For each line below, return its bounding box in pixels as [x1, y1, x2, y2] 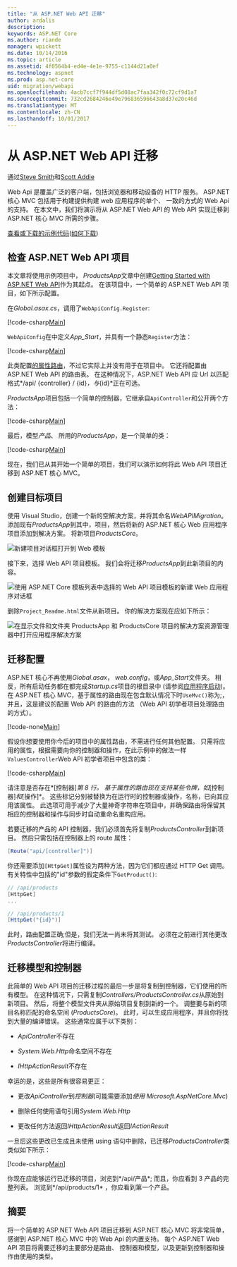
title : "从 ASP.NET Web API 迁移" [7, 10, 106, 18]
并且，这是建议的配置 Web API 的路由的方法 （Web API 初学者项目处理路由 [7, 699, 224, 708]
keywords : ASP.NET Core [7, 30, 78, 37]
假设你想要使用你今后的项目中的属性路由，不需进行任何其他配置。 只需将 [7, 737, 219, 745]
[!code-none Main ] [7, 723, 61, 730]
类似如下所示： [7, 1146, 51, 1154]
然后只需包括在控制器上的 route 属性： [20, 833, 133, 842]
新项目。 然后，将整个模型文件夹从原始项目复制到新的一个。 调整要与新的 [7, 999, 221, 1008]
